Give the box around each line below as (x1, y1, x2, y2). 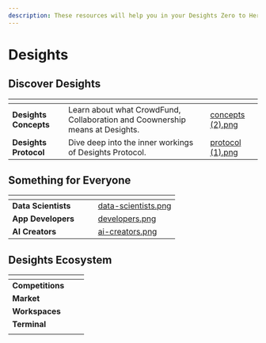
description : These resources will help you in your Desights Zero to (8, 11, 246, 20)
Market (12, 293, 40, 304)
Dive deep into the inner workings (68, 136, 194, 147)
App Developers (12, 213, 75, 224)
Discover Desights (8, 77, 101, 91)
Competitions (12, 280, 65, 292)
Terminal (12, 318, 47, 330)
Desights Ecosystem (8, 253, 112, 266)
